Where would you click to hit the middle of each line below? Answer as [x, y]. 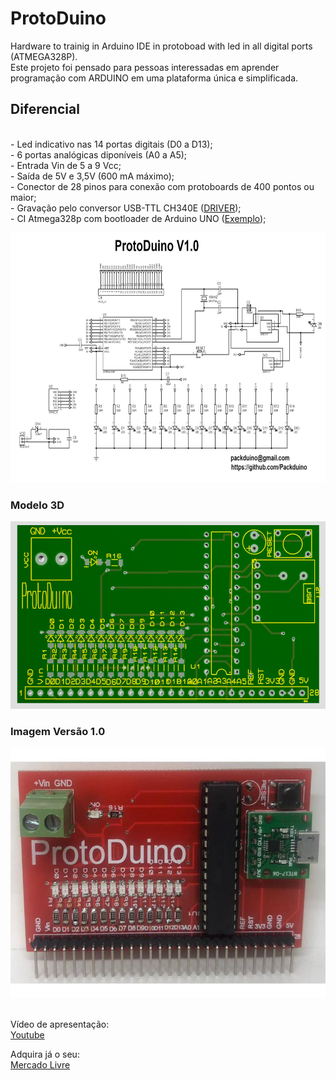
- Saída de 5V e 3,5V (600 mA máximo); [92, 176]
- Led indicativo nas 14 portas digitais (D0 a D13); [111, 144]
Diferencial [45, 109]
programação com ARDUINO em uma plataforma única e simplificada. [154, 78]
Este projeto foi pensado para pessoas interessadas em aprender [145, 67]
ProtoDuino [58, 18]
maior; [23, 197]
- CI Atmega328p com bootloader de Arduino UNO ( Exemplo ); [138, 218]
